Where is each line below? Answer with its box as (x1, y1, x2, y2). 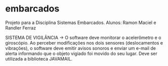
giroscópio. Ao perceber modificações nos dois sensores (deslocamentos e (5, 39, 163, 45)
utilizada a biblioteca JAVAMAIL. (5, 55, 72, 61)
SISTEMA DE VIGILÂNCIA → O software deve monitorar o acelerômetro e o (5, 34, 161, 40)
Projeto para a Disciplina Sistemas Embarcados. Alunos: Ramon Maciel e (5, 19, 156, 25)
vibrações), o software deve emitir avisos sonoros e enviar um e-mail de (5, 45, 156, 51)
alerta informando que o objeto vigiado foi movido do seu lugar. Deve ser (5, 50, 158, 56)
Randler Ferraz (5, 24, 36, 30)
